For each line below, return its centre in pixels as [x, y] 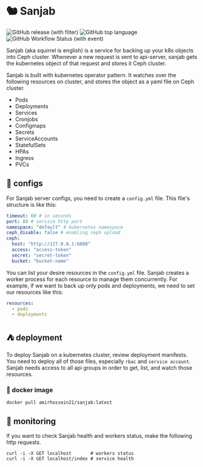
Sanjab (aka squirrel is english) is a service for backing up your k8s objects [100, 50]
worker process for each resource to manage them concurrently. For [92, 279]
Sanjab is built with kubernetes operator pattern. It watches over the [92, 75]
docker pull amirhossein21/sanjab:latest [59, 403]
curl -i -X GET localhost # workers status [70, 454]
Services [26, 112]
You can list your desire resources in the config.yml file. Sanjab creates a [98, 272]
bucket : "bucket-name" [40, 261]
